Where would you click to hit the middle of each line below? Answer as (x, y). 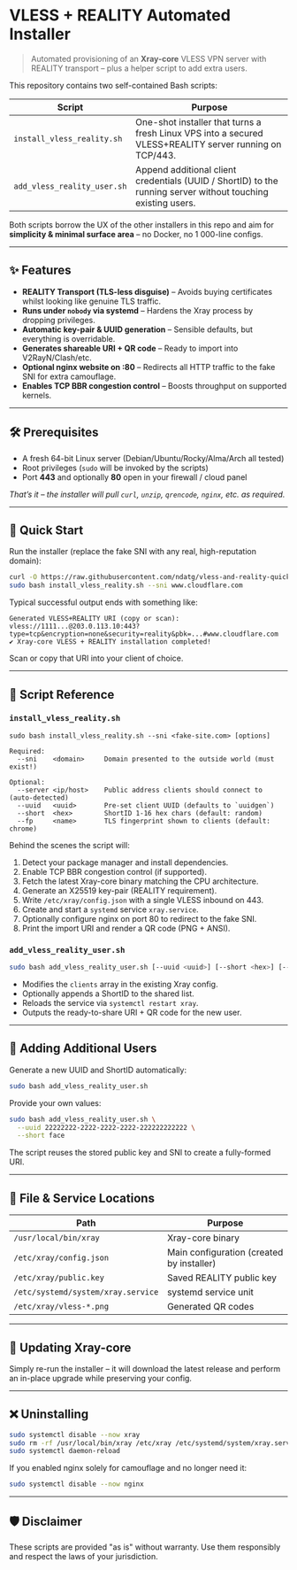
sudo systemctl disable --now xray (75, 1435)
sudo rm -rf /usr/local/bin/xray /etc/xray (91, 1443)
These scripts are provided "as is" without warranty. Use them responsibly (145, 1547)
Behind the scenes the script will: (69, 845)
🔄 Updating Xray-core (70, 1347)
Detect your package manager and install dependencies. (125, 862)
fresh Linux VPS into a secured (199, 133)
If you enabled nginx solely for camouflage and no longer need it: (128, 1468)
